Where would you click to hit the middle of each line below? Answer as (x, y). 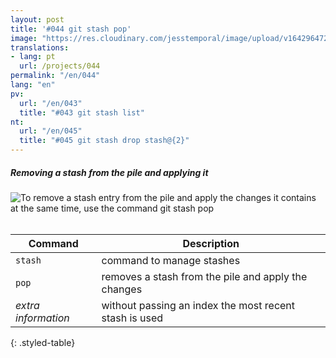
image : (24, 38)
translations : (40, 47)
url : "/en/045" (51, 131)
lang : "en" (33, 85)
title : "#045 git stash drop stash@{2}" (104, 141)
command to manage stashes (171, 260)
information (42, 318)
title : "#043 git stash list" (82, 112)
